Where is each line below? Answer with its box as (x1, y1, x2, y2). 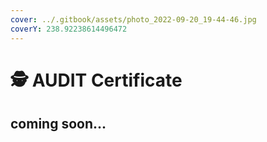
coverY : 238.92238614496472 (10, 24, 128, 34)
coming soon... (10, 116, 107, 133)
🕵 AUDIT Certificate (10, 69, 183, 91)
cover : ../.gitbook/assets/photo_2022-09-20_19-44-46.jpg (10, 14, 257, 25)
